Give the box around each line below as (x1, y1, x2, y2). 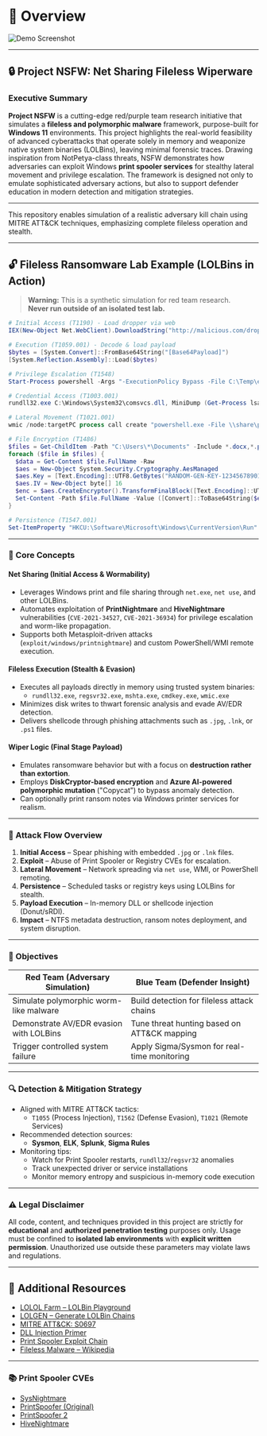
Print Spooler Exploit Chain (19, 1337, 108, 1346)
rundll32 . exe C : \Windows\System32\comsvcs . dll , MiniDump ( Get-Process (8, 399, 247, 408)
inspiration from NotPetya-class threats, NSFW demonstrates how (8, 153, 225, 162)
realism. (19, 803, 46, 812)
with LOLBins (12, 1028, 62, 1039)
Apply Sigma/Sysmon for (130, 1040, 224, 1051)
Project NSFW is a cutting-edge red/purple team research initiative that (8, 110, 242, 120)
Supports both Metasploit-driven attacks (19, 629, 153, 639)
